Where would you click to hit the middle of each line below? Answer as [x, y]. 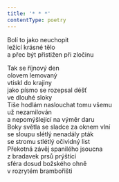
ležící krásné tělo [31, 47]
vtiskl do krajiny [29, 82]
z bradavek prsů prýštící [42, 156]
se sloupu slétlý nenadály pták [51, 134]
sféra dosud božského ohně [47, 163]
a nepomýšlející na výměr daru [51, 119]
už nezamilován [29, 112]
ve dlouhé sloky [30, 97]
